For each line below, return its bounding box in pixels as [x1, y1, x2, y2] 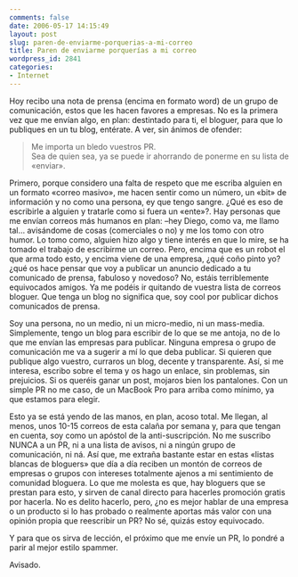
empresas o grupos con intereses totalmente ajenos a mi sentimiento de [9, 467, 274, 478]
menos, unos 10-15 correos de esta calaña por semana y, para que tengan [9, 420, 281, 431]
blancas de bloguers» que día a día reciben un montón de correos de [9, 458, 262, 469]
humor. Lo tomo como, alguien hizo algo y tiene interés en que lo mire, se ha [9, 234, 289, 245]
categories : [9, 63, 53, 72]
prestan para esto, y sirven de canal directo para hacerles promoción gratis [9, 487, 286, 498]
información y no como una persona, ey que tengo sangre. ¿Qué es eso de [9, 196, 284, 207]
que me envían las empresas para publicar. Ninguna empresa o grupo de [9, 336, 277, 348]
